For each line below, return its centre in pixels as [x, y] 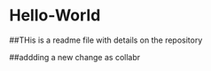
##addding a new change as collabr [75, 57]
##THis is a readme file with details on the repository [106, 40]
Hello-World [55, 16]
